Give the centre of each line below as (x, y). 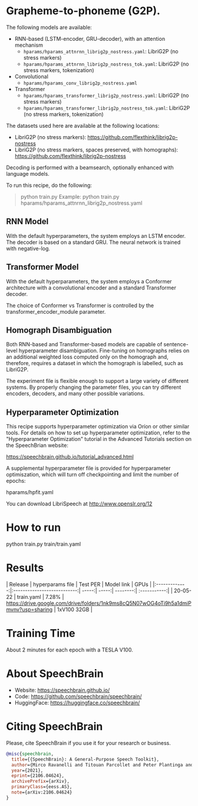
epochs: (16, 481)
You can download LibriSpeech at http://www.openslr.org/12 (79, 504)
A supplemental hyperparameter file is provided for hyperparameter (88, 468)
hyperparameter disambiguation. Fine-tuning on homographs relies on (104, 351)
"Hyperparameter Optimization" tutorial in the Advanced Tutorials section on (99, 439)
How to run (34, 528)
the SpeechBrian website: (37, 446)
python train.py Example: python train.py (70, 196)
